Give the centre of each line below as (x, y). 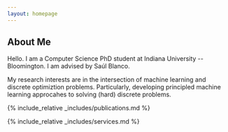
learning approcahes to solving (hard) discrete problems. (89, 94)
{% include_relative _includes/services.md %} (73, 122)
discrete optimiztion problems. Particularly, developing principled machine (114, 87)
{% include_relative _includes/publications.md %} (79, 108)
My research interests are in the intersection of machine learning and (107, 80)
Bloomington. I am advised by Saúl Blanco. (69, 66)
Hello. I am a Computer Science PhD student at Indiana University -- (106, 59)
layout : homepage (33, 14)
